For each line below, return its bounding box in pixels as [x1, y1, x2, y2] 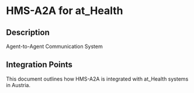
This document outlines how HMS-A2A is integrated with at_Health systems [6, 75, 189, 82]
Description [6, 27, 50, 37]
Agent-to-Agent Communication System [6, 43, 103, 50]
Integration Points [6, 60, 73, 70]
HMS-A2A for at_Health [6, 4, 123, 18]
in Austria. [6, 81, 31, 88]
